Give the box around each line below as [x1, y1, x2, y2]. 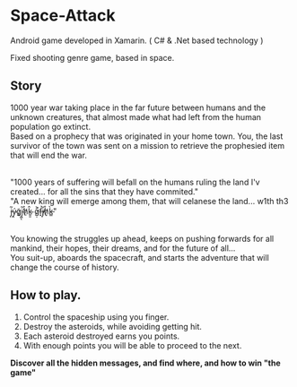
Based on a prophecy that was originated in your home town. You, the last [10, 131, 284, 142]
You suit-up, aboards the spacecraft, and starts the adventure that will [10, 252, 270, 262]
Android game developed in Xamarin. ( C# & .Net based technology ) [10, 35, 264, 46]
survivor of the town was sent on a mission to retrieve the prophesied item [10, 140, 285, 150]
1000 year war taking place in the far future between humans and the [10, 102, 266, 113]
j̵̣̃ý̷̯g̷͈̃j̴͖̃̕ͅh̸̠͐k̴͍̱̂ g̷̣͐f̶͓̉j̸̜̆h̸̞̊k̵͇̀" [10, 205, 57, 216]
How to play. [10, 288, 82, 303]
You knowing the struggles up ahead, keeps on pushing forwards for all [10, 233, 275, 244]
